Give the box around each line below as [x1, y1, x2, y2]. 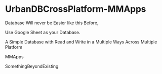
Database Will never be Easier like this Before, [5, 20, 99, 26]
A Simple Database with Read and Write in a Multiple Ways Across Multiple [5, 38, 157, 45]
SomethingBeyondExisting [5, 63, 59, 69]
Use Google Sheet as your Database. [5, 29, 81, 35]
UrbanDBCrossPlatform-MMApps [5, 3, 147, 15]
